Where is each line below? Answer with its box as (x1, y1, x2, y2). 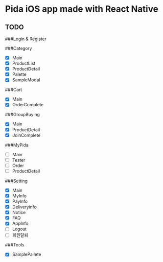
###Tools (5, 242, 24, 248)
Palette (12, 71, 27, 77)
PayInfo (12, 198, 28, 204)
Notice (12, 210, 26, 215)
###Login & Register (5, 36, 47, 42)
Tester (12, 157, 25, 163)
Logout (12, 226, 27, 232)
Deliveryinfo (12, 204, 37, 210)
